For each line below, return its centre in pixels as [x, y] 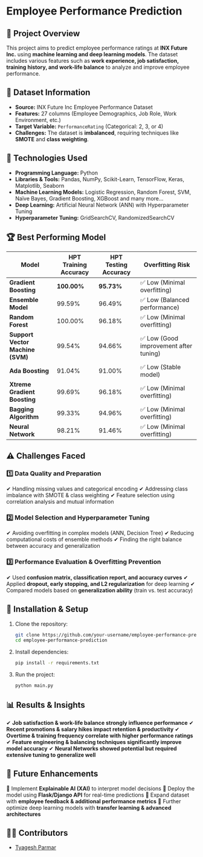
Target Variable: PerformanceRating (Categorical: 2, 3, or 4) [89, 126]
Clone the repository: [41, 624]
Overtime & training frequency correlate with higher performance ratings [100, 736]
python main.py [34, 686]
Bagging [22, 409]
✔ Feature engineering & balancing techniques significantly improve [94, 742]
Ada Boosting [29, 371]
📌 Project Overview [43, 34]
